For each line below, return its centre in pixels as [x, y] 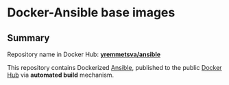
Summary [28, 38]
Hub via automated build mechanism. [61, 75]
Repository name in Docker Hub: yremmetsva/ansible [84, 54]
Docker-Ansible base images [91, 13]
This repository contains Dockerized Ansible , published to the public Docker [114, 68]
